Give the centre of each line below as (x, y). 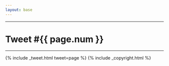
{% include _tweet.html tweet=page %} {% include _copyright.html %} (78, 57)
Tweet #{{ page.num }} (55, 39)
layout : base (19, 10)
